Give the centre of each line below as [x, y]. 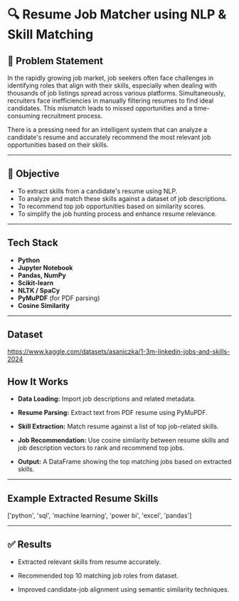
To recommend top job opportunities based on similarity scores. [111, 206]
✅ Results [30, 544]
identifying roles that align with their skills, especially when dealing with [112, 86]
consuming [24, 116]
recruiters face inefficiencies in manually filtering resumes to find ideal [111, 101]
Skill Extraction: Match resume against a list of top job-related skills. [118, 426]
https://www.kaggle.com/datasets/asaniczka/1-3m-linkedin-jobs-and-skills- [119, 351]
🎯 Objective [33, 174]
